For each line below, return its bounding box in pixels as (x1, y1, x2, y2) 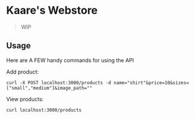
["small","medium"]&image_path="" (6, 85, 93, 91)
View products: (6, 95, 44, 102)
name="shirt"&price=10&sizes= (113, 80, 189, 86)
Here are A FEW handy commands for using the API (6, 56, 134, 63)
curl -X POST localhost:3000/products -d (6, 80, 112, 86)
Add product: (6, 68, 39, 75)
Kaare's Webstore (6, 4, 98, 17)
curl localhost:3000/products (6, 107, 82, 113)
